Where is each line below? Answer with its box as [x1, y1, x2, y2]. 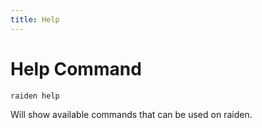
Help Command [10, 57, 142, 80]
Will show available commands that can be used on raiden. [10, 108, 253, 120]
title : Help [10, 14, 60, 25]
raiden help [10, 91, 60, 101]
